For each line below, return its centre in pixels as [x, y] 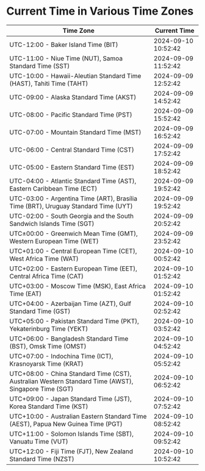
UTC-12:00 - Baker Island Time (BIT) [64, 44]
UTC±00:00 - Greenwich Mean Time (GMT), [74, 233]
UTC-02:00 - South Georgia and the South [72, 216]
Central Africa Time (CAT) [47, 276]
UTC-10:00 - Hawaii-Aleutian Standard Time [75, 76]
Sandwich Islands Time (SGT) [52, 224]
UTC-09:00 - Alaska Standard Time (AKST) [73, 97]
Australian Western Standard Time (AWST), [71, 381]
